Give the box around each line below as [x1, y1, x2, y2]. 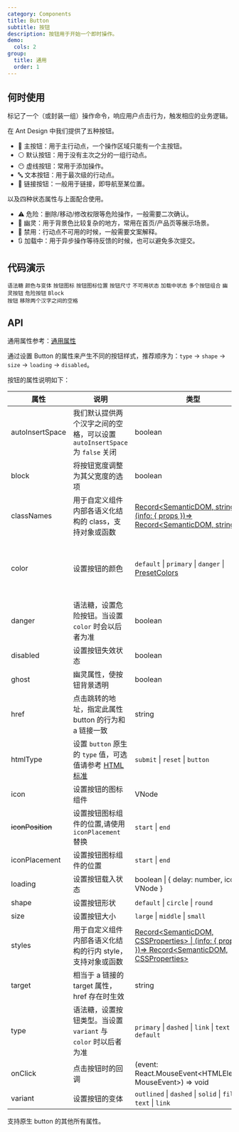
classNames [11, 511, 52, 521]
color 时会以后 [73, 622, 122, 632]
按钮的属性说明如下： [7, 376, 70, 384]
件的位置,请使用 [73, 819, 126, 829]
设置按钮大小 [73, 911, 116, 921]
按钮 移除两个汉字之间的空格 [7, 297, 78, 305]
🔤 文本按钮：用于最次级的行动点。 [17, 171, 119, 179]
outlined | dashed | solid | [134, 1089, 221, 1099]
